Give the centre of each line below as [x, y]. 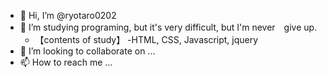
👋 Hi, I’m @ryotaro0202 [68, 15]
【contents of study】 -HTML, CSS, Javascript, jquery [146, 39]
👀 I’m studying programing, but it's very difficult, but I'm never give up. [168, 27]
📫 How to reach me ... [66, 62]
